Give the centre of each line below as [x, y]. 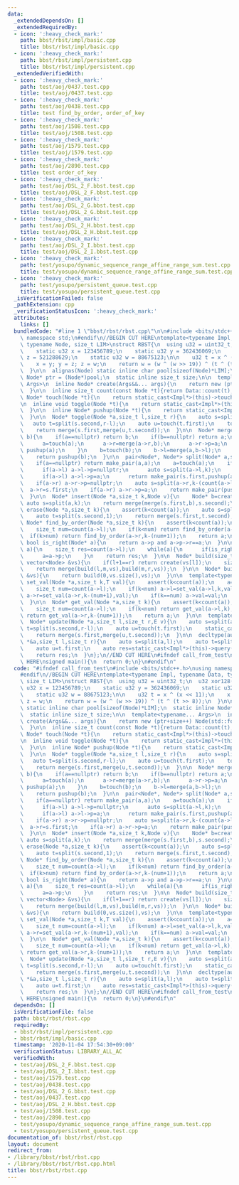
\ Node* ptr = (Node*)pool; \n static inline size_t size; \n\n [116, 377]
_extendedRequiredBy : [46, 27]
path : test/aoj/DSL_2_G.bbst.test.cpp [78, 206]
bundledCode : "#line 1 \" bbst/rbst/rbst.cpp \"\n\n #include [103, 331]
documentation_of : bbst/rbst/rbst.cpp [65, 1137]
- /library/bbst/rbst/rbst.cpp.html [62, 1164]
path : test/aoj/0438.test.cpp [65, 107]
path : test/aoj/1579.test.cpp [65, 146]
